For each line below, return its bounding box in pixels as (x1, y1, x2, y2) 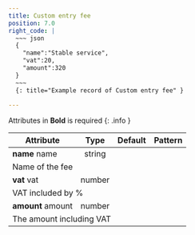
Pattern (153, 135, 183, 146)
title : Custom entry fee (8, 11, 91, 20)
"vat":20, (22, 57, 56, 65)
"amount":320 (22, 64, 66, 72)
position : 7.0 (8, 19, 56, 27)
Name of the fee (12, 161, 74, 172)
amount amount (12, 201, 74, 212)
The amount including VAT (12, 213, 112, 225)
